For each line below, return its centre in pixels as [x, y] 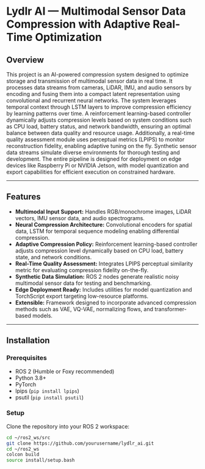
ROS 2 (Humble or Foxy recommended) [65, 371]
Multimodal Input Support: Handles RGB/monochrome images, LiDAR [103, 212]
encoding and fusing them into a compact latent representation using [93, 94]
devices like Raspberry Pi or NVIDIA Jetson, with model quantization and [98, 165]
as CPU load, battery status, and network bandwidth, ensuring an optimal [99, 126]
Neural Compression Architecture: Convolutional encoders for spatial [103, 224]
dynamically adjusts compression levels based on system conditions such [99, 120]
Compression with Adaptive [78, 24]
